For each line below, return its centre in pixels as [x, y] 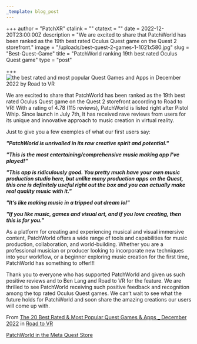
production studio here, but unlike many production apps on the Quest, [95, 178]
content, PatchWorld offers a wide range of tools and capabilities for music [97, 238]
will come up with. [28, 306]
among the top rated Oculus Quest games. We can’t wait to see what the [94, 293]
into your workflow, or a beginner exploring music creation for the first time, [98, 257]
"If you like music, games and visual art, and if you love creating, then [94, 214]
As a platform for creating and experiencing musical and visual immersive [95, 231]
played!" [17, 160]
